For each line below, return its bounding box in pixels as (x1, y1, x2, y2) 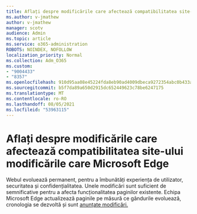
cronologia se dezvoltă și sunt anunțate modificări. (6, 201, 128, 208)
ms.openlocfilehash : (6, 80, 57, 86)
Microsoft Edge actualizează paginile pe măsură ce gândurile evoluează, (6, 195, 182, 202)
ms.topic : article (6, 36, 51, 42)
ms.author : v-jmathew (6, 14, 59, 20)
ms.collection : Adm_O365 (6, 57, 67, 63)
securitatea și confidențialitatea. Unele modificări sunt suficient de (6, 182, 167, 189)
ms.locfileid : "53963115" (6, 107, 69, 113)
